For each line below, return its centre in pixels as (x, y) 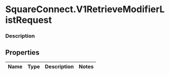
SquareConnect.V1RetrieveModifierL (85, 9)
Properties (22, 52)
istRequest (29, 20)
